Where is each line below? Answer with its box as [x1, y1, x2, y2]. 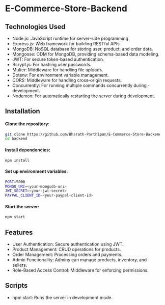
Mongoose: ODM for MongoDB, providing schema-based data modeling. [12, 51, 160, 57]
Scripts [5, 281, 28, 290]
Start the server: [5, 203, 40, 209]
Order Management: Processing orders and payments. [12, 251, 123, 258]
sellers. [12, 262, 27, 268]
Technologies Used [5, 23, 65, 31]
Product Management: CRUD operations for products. [12, 247, 121, 252]
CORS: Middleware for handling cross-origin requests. [12, 77, 122, 83]
